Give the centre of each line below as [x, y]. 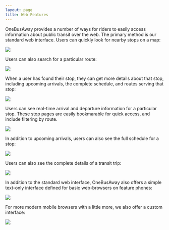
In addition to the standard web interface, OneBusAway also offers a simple [83, 182]
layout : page [19, 10]
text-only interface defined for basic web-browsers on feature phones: [79, 188]
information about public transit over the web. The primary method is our [81, 34]
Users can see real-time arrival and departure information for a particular [81, 108]
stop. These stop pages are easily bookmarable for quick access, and [78, 114]
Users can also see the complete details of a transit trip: [63, 163]
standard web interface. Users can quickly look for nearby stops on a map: [83, 40]
